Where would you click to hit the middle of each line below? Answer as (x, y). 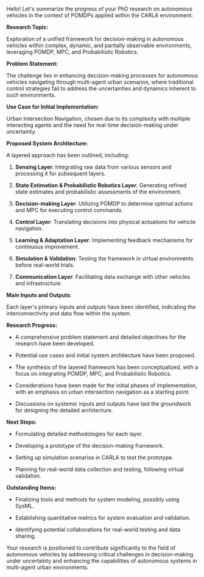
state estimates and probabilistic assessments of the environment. (98, 192)
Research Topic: (27, 27)
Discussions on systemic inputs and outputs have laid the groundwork (103, 404)
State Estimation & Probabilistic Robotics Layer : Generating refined (101, 185)
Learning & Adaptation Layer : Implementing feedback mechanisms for (104, 240)
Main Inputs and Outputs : (39, 295)
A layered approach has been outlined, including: (68, 155)
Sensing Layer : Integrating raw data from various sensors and (93, 167)
